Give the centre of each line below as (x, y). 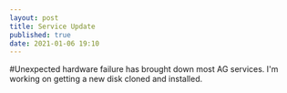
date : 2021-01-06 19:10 (55, 43)
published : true (40, 35)
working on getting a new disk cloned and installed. (106, 79)
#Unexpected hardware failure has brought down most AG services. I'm (144, 69)
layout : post (34, 18)
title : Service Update (52, 26)
